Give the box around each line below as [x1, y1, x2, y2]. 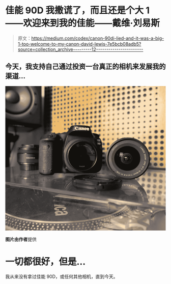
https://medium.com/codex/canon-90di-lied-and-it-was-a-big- [31, 35, 164, 41]
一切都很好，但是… [5, 255, 86, 267]
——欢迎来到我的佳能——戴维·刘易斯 [5, 17, 160, 29]
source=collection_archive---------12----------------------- [17, 46, 144, 52]
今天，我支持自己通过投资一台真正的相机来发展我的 [5, 62, 166, 71]
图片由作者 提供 [5, 236, 37, 242]
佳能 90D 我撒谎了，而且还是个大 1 [5, 5, 150, 16]
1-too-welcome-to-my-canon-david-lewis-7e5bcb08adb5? [17, 41, 141, 47]
